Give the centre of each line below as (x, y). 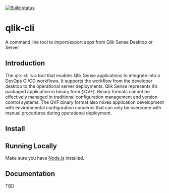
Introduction (25, 63)
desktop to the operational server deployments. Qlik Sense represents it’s (81, 86)
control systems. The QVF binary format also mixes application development (84, 102)
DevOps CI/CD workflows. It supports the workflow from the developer (79, 81)
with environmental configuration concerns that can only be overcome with (83, 107)
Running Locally (31, 146)
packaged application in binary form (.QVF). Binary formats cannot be (78, 91)
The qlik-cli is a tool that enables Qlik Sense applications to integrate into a (83, 75)
